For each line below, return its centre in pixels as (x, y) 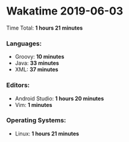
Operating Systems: (36, 120)
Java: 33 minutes (37, 63)
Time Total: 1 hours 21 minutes (45, 28)
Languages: (24, 44)
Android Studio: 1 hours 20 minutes (59, 98)
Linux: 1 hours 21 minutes (47, 134)
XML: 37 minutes (36, 69)
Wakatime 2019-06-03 (65, 11)
